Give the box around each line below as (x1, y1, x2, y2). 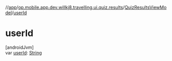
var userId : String (5, 49, 42, 55)
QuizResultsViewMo (124, 5, 167, 10)
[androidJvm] (5, 44, 34, 50)
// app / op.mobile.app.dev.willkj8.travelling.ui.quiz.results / (5, 5, 125, 10)
